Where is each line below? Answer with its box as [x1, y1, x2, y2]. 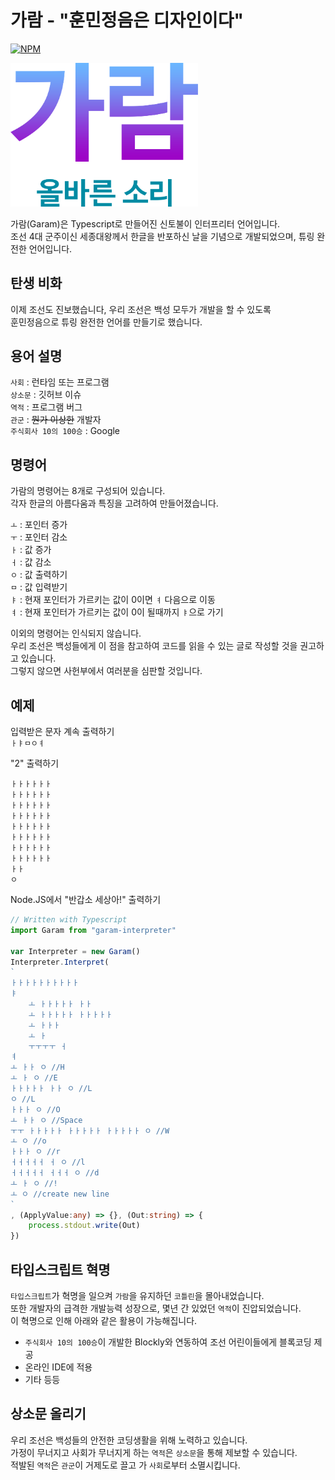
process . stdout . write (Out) [28, 1221, 141, 1231]
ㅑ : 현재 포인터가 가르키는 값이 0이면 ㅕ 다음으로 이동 [10, 594, 216, 606]
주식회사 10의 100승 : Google [10, 425, 121, 437]
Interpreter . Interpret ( [10, 957, 110, 967]
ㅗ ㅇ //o [10, 1136, 47, 1146]
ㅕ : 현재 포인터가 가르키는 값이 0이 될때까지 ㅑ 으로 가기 [10, 606, 224, 618]
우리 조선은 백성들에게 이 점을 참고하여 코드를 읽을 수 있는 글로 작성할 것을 [10, 640, 298, 652]
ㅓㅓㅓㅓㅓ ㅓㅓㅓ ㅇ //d [10, 1168, 100, 1178]
